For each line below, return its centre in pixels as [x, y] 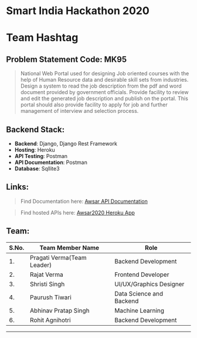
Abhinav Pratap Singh [60, 310]
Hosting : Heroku [35, 150]
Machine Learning [139, 310]
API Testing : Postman [41, 156]
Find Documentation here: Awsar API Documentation [84, 201]
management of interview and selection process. [79, 111]
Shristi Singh [47, 284]
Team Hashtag [42, 38]
